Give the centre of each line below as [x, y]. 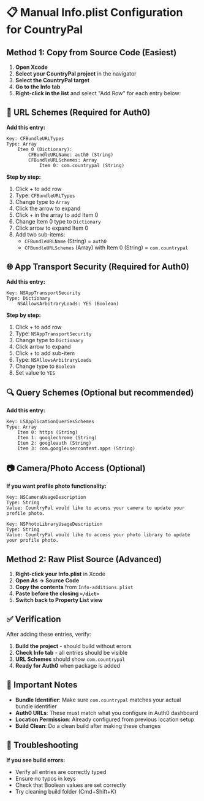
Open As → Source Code [47, 580]
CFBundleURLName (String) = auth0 [66, 241]
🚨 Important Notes [42, 685]
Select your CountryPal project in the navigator [76, 74]
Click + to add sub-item [45, 353]
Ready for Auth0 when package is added [68, 665]
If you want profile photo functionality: [57, 486]
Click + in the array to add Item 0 [57, 215]
